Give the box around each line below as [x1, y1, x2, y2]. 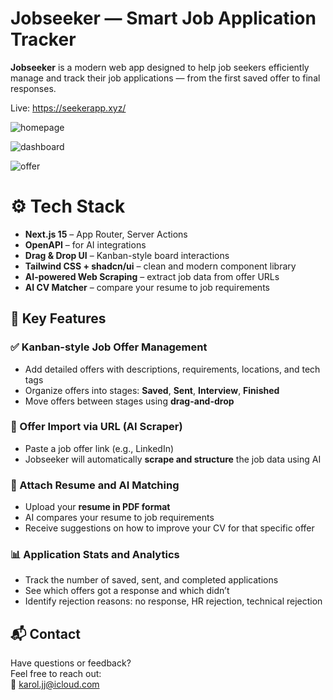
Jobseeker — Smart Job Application [10, 7, 317, 30]
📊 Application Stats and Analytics [10, 548, 180, 562]
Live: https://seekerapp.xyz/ [10, 102, 127, 114]
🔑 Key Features [10, 310, 107, 327]
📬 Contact [10, 625, 81, 642]
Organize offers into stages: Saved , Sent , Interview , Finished [24, 384, 280, 396]
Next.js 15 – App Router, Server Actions [24, 228, 188, 240]
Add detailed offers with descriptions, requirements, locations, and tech [24, 363, 321, 375]
